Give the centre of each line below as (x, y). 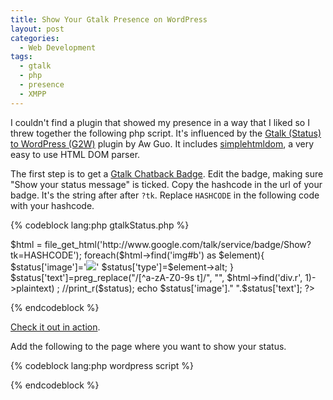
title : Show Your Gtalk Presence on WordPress (109, 19)
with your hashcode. (52, 205)
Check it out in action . (55, 327)
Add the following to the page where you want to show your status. (148, 346)
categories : (35, 38)
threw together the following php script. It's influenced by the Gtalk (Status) (166, 133)
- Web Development (58, 47)
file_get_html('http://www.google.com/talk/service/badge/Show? (178, 244)
